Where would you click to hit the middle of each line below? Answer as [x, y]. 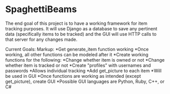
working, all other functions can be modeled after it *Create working [77, 55]
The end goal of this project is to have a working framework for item [76, 23]
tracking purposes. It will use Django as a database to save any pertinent [81, 28]
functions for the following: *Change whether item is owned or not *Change [85, 60]
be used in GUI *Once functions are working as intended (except [73, 76]
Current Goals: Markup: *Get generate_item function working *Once [77, 49]
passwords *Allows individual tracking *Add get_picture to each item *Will [83, 70]
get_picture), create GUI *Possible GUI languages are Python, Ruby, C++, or [85, 81]
